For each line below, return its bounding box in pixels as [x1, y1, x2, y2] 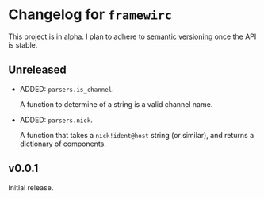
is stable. [8, 40, 38, 49]
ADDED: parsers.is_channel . [19, 84, 115, 94]
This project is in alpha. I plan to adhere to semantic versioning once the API [8, 32, 257, 41]
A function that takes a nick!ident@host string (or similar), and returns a [19, 130, 254, 140]
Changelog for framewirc [8, 6, 172, 24]
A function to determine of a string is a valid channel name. [19, 99, 213, 109]
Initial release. [8, 182, 54, 192]
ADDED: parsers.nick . [19, 115, 94, 124]
